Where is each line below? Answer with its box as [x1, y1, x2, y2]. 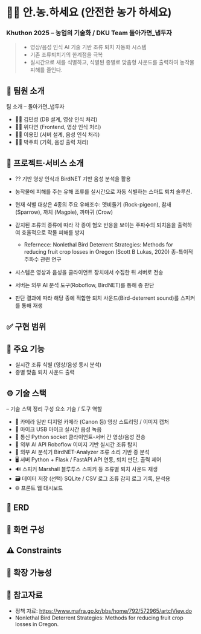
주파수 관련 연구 [24, 256, 62, 263]
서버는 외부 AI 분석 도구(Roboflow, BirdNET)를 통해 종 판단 [14, 282, 155, 289]
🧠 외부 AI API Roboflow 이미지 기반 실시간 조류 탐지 [14, 441, 138, 448]
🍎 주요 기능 [6, 343, 45, 354]
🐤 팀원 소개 [6, 85, 45, 96]
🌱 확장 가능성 [6, 567, 53, 578]
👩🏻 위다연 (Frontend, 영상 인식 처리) [14, 124, 101, 131]
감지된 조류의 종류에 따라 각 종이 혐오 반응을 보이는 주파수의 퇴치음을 [14, 222, 176, 229]
